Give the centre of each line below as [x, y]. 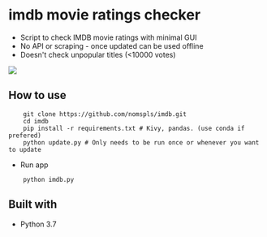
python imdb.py [49, 179]
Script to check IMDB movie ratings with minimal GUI [108, 37]
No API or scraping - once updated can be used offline [112, 45]
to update [25, 149]
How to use [37, 95]
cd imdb [36, 121]
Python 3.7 [38, 224]
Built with [33, 205]
